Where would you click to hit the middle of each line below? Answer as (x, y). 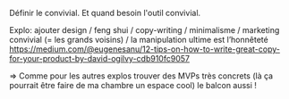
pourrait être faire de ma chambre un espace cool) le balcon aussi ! (133, 85)
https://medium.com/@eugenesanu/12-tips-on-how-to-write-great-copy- (144, 49)
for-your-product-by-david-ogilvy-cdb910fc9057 (100, 58)
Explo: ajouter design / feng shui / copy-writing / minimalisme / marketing (144, 30)
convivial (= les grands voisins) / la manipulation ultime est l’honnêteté (139, 40)
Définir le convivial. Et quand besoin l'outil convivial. (105, 13)
